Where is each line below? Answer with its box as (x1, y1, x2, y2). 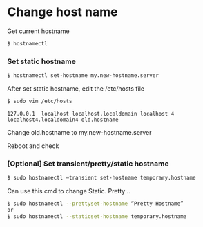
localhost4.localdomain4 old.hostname (7, 116, 119, 123)
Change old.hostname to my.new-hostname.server (7, 128, 152, 136)
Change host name (7, 4, 118, 20)
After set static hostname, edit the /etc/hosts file (7, 84, 145, 93)
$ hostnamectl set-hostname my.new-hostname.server (7, 72, 159, 79)
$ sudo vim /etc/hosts (7, 98, 72, 105)
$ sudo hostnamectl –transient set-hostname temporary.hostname (7, 175, 196, 182)
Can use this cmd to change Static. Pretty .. (7, 187, 131, 195)
